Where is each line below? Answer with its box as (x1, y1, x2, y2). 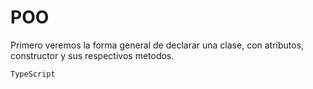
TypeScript (10, 69, 56, 79)
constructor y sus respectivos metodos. (10, 49, 175, 61)
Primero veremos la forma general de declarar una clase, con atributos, (10, 39, 305, 51)
